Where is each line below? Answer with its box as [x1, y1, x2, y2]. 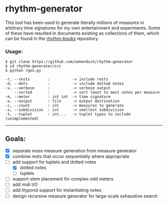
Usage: [5, 48, 23, 55]
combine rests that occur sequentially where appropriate [12, 153, 129, 159]
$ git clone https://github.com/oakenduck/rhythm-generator [5, 59, 133, 64]
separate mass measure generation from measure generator [12, 148, 137, 154]
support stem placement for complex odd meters [12, 176, 113, 182]
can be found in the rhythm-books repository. [5, 35, 99, 41]
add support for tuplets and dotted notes [12, 159, 96, 165]
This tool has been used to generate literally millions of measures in [5, 19, 144, 25]
